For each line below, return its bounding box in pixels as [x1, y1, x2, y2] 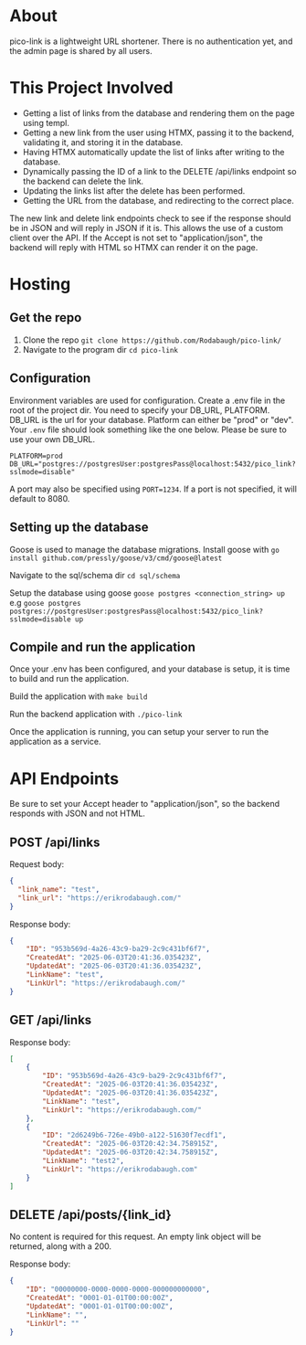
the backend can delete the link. [22, 175, 144, 186]
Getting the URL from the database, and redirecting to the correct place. [22, 195, 294, 206]
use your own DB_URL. [9, 433, 96, 444]
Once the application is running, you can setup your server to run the [9, 726, 269, 737]
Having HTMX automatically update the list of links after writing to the [22, 146, 285, 157]
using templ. [22, 117, 70, 128]
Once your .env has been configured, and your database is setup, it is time [9, 663, 290, 674]
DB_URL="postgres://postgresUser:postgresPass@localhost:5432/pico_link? [9, 459, 297, 469]
